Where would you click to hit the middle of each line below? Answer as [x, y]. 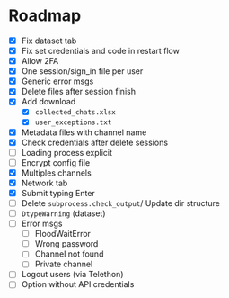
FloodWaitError [63, 234]
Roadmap [45, 16]
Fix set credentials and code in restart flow [101, 51]
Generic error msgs [57, 81]
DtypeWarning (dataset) [63, 213]
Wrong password [66, 244]
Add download [48, 102]
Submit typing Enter [58, 193]
